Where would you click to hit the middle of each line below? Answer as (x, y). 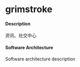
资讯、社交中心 (21, 36)
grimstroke (29, 9)
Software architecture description (40, 59)
